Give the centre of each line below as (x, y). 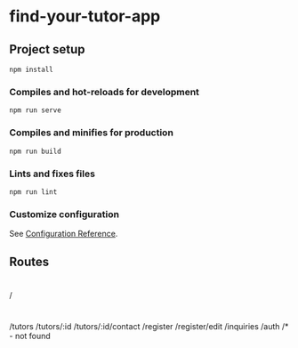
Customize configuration (64, 214)
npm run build (36, 151)
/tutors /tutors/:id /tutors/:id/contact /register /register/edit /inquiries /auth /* (149, 326)
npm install (31, 69)
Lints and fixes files (52, 174)
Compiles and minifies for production (91, 133)
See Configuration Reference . (64, 234)
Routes (29, 261)
